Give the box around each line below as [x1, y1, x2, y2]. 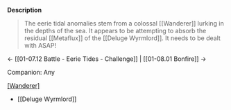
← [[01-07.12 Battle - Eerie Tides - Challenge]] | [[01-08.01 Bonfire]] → [7, 55, 207, 63]
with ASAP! [24, 42, 57, 49]
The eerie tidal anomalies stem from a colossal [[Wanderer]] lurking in [24, 19, 224, 27]
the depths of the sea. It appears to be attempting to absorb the [24, 27, 207, 35]
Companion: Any [7, 68, 55, 76]
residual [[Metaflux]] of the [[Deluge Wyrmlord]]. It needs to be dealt [24, 34, 221, 42]
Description [7, 6, 42, 14]
